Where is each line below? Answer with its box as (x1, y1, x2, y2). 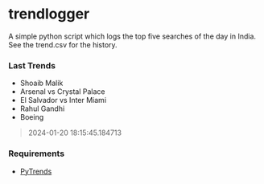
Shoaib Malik (19, 78, 64, 88)
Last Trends (8, 59, 56, 71)
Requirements (8, 148, 65, 159)
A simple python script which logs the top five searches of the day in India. (8, 31, 256, 41)
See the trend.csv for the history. (8, 39, 118, 49)
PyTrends (19, 166, 52, 176)
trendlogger (8, 5, 90, 23)
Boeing (19, 112, 44, 122)
